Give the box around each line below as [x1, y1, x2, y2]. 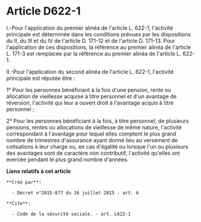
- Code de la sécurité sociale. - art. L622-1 [11, 211, 131, 217]
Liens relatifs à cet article [6, 168, 71, 175]
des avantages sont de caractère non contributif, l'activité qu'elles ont [6, 149, 180, 157]
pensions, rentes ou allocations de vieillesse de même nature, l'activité [6, 123, 182, 131]
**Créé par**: [6, 179, 42, 185]
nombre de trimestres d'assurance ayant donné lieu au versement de [6, 136, 178, 143]
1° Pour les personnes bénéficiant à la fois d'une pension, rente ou [6, 86, 171, 93]
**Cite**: [6, 200, 31, 206]
